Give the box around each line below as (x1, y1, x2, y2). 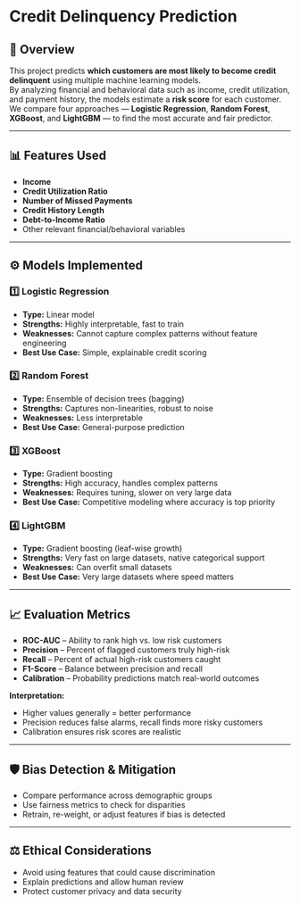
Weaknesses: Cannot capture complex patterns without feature (21, 328, 258, 338)
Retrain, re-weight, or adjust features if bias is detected (21, 810, 226, 820)
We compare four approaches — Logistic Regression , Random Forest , (9, 104, 271, 113)
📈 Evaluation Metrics (9, 607, 131, 622)
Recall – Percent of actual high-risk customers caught (21, 654, 221, 665)
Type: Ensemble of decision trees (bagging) (21, 393, 185, 403)
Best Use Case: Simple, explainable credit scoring (21, 346, 207, 358)
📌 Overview (9, 42, 75, 57)
